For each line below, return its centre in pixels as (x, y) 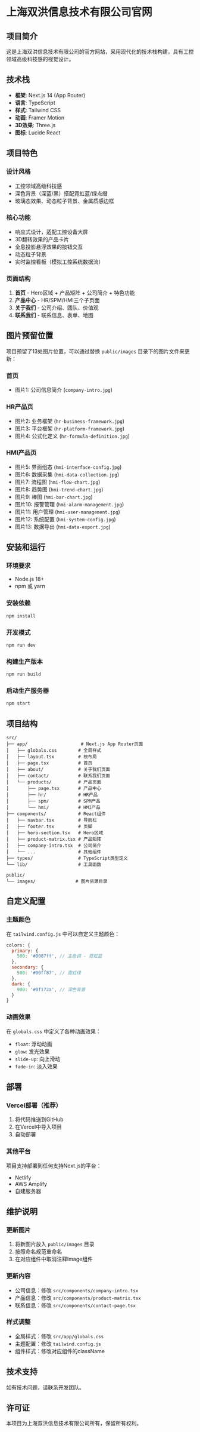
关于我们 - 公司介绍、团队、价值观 (57, 308)
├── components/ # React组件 (56, 814)
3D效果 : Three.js (35, 125)
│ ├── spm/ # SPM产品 (53, 801)
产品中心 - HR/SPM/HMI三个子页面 (57, 300)
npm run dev (21, 645)
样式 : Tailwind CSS (38, 110)
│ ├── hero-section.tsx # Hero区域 (55, 833)
